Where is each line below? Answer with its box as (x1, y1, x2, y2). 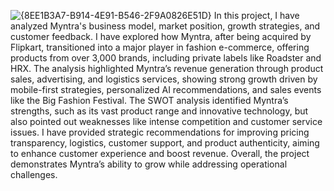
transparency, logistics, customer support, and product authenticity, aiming (10, 137, 320, 149)
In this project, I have (213, 10, 300, 21)
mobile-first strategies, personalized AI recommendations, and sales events (10, 84, 322, 95)
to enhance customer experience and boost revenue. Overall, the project (10, 148, 310, 159)
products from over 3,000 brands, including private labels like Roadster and (10, 52, 322, 64)
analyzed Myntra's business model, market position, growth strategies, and (10, 20, 321, 32)
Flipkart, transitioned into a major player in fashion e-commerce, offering (10, 41, 310, 53)
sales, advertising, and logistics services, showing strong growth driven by (10, 73, 318, 85)
